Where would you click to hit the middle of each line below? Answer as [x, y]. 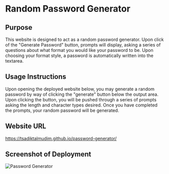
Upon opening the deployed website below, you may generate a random [80, 89]
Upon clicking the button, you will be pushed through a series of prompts [81, 99]
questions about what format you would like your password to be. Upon [79, 50]
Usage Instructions [36, 77]
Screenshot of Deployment [48, 154]
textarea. [14, 61]
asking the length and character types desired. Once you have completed [81, 105]
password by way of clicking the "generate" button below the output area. [82, 94]
